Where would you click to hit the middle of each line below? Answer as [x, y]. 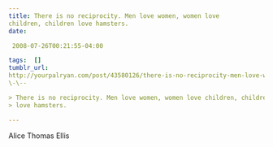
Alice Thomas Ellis [39, 136]
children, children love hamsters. [69, 24]
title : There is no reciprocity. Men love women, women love [114, 16]
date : [17, 31]
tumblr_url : [28, 68]
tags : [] [25, 61]
